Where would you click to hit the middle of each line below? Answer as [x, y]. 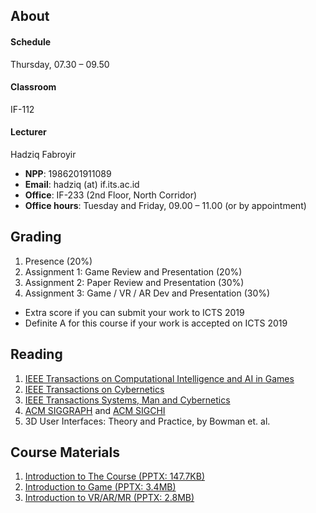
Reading [36, 354]
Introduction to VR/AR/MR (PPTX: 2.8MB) [109, 498]
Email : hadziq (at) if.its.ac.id [82, 184]
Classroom [33, 87]
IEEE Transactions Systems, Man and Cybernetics [127, 400]
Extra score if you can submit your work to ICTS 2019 [134, 312]
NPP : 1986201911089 [68, 173]
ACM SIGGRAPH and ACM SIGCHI [95, 410]
